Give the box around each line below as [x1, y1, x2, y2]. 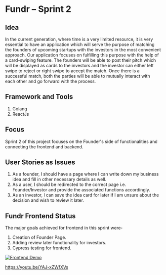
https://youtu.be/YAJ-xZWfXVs [5, 264, 69, 270]
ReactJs [12, 111, 29, 117]
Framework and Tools [5, 92, 73, 101]
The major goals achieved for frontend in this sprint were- [5, 225, 123, 231]
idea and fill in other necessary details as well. [12, 177, 107, 183]
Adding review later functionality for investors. [12, 240, 107, 246]
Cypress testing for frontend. [12, 245, 72, 251]
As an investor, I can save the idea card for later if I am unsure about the [12, 192, 159, 198]
